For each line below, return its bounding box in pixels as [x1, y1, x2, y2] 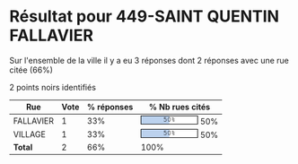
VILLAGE [13, 128, 47, 140]
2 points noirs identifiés [9, 82, 97, 92]
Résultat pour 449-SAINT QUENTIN [9, 6, 280, 27]
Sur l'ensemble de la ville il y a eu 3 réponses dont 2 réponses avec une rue [9, 55, 290, 65]
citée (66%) [9, 65, 54, 75]
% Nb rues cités [148, 101, 211, 113]
